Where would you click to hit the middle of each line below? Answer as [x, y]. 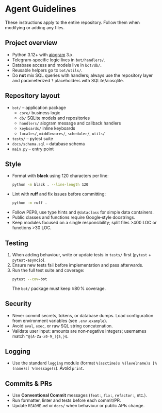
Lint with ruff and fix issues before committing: [59, 194]
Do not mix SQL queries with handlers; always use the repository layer [82, 75]
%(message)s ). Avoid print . [58, 368]
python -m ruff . [30, 203]
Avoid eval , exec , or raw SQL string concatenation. [62, 326]
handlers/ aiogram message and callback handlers [70, 123]
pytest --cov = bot [30, 279]
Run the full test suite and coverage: [48, 270]
